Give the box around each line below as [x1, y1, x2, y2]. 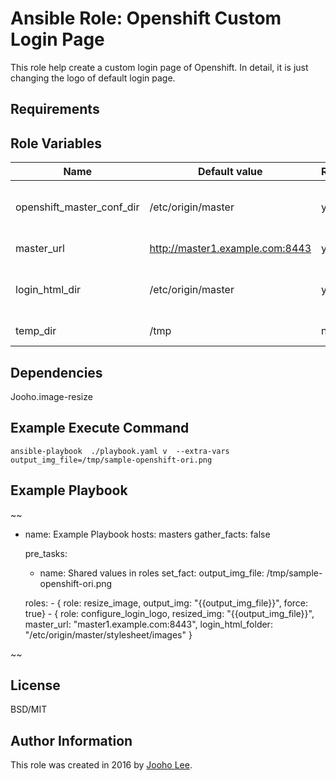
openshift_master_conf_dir [15, 200, 140, 214]
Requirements [10, 101, 100, 118]
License [10, 677, 61, 694]
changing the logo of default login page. [10, 72, 176, 84]
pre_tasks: [24, 547, 68, 559]
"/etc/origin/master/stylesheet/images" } [24, 628, 193, 641]
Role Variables [10, 135, 102, 152]
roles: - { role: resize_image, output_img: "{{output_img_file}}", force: [24, 597, 309, 609]
